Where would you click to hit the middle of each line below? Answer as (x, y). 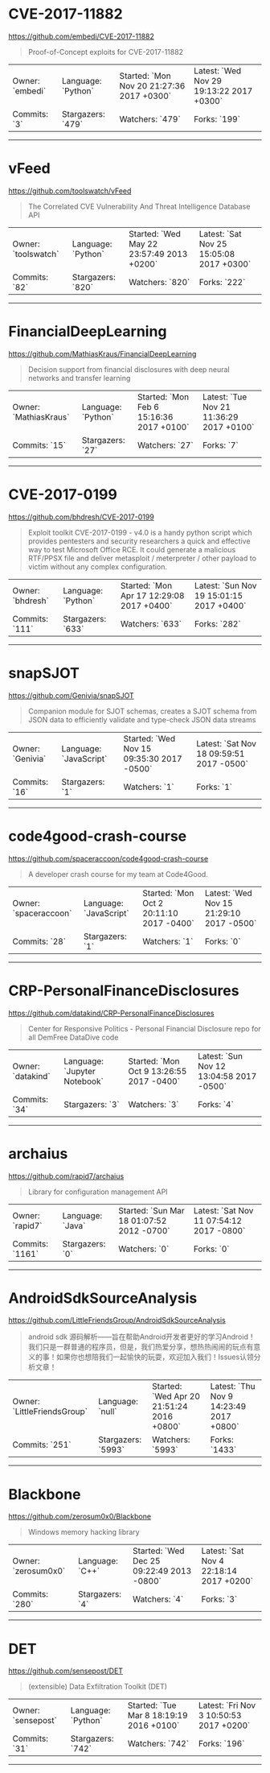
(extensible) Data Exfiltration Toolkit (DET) (97, 1687)
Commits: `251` (42, 1444)
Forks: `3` (219, 1599)
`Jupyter (80, 1071)
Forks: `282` (217, 623)
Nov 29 (208, 81)
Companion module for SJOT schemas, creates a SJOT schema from (142, 711)
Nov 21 (217, 407)
